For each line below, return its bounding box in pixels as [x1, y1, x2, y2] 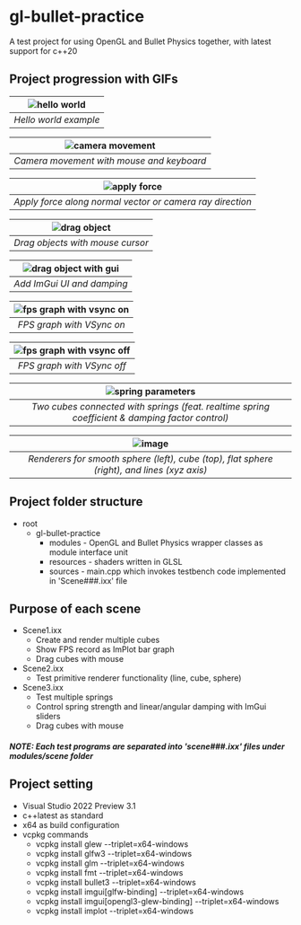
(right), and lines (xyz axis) [93, 463, 208, 476]
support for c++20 [9, 45, 78, 56]
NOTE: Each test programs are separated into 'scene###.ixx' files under [9, 741, 285, 752]
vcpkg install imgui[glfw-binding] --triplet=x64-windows [35, 886, 245, 897]
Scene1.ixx [21, 625, 63, 636]
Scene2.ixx [21, 663, 64, 674]
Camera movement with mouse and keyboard [13, 154, 207, 167]
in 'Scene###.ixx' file [48, 575, 128, 586]
